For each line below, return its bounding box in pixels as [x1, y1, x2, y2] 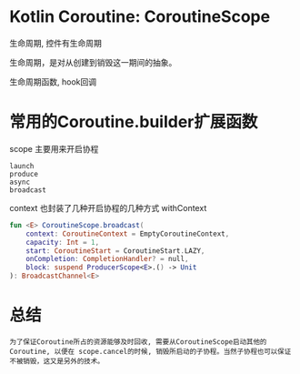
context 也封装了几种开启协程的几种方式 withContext [9, 202, 207, 213]
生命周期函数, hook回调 [9, 76, 97, 87]
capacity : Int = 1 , [25, 238, 100, 247]
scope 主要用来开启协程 [9, 143, 99, 154]
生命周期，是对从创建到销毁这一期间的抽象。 [9, 56, 177, 67]
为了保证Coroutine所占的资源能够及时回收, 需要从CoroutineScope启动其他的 [9, 337, 267, 347]
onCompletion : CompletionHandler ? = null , [25, 255, 189, 264]
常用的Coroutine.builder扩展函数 [9, 112, 258, 133]
